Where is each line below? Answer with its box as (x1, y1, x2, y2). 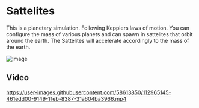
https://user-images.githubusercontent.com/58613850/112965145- (6, 89, 171, 96)
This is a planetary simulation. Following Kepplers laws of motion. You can (6, 24, 189, 31)
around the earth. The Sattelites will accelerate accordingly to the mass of (6, 37, 189, 44)
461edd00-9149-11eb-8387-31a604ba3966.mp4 (6, 95, 127, 102)
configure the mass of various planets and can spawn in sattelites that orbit (6, 30, 193, 37)
